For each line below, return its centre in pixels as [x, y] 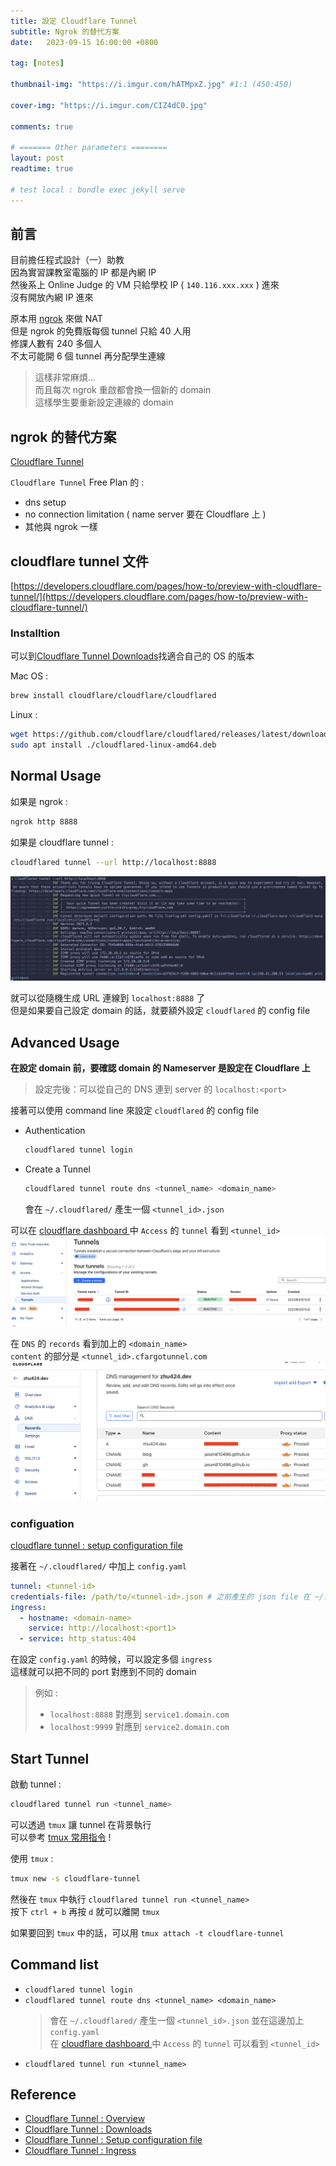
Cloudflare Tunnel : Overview [85, 2119]
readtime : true [42, 169]
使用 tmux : [32, 1858]
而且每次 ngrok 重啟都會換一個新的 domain [123, 390]
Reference [43, 2094]
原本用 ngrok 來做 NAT [56, 319]
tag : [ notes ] [37, 63]
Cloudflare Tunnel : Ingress [80, 2151]
